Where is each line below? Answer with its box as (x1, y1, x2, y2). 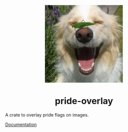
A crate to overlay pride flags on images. (5, 112, 89, 118)
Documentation (5, 122, 37, 128)
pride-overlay (54, 96, 113, 107)
